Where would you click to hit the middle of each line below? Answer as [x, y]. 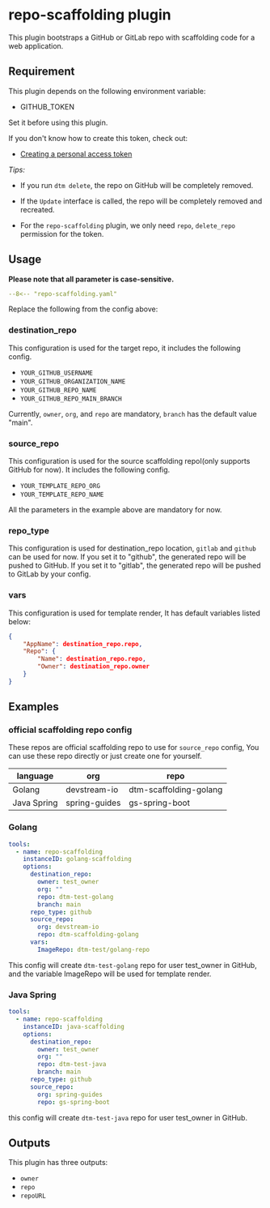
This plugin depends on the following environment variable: [107, 91]
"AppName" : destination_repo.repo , [83, 644]
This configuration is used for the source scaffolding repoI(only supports [129, 461]
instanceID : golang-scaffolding [77, 859]
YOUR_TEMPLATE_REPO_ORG [60, 486]
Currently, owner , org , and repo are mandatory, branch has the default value [133, 413]
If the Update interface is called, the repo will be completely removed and [141, 201]
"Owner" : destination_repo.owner [94, 666]
